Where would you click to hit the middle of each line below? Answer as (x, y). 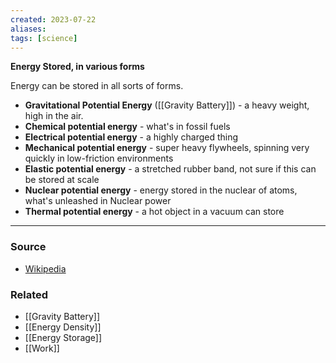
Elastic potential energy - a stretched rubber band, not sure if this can (170, 169)
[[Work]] (42, 348)
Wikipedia (45, 268)
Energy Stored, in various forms (77, 67)
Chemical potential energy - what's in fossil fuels (127, 127)
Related (29, 294)
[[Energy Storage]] (63, 337)
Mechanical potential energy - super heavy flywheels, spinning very (167, 148)
